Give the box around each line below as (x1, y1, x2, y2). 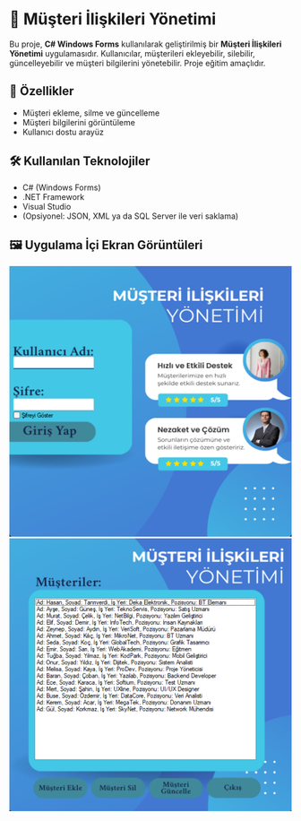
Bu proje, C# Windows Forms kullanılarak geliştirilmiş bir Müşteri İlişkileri (9, 39, 282, 49)
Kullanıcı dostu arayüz (21, 126, 105, 137)
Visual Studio (21, 201, 72, 212)
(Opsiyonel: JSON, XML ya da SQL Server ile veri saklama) (21, 211, 239, 221)
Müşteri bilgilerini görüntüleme (21, 117, 136, 127)
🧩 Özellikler (9, 83, 74, 99)
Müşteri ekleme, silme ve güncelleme (21, 108, 160, 118)
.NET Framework (21, 191, 85, 202)
